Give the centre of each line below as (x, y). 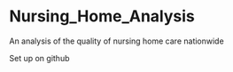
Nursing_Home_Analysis (102, 16)
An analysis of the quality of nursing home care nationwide (116, 41)
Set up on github (39, 58)
